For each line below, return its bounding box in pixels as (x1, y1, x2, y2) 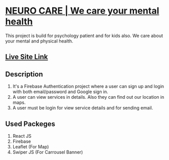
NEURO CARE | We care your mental (5, 5, 159, 17)
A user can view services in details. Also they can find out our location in (12, 94, 164, 100)
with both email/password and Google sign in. (12, 89, 109, 95)
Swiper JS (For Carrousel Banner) (12, 149, 83, 155)
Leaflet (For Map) (12, 143, 49, 149)
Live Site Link (5, 53, 48, 61)
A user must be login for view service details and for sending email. (12, 105, 153, 111)
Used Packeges (5, 119, 56, 128)
